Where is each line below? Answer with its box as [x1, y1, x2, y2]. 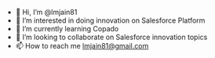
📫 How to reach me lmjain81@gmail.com [15, 42, 149, 50]
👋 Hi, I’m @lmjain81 [15, 8, 78, 16]
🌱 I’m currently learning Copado [15, 24, 119, 33]
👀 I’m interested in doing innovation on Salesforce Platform [15, 16, 206, 25]
